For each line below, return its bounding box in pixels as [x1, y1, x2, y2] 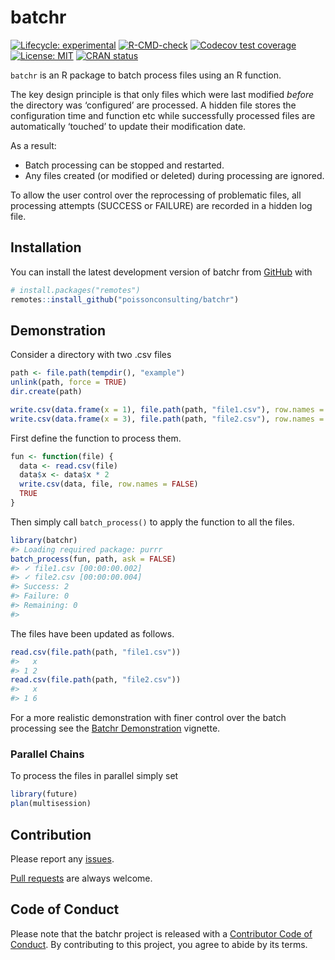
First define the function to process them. [10, 432, 182, 444]
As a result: [10, 139, 57, 151]
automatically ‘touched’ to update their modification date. [10, 120, 247, 132]
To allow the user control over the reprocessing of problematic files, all [10, 189, 302, 201]
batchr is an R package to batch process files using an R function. [10, 69, 282, 81]
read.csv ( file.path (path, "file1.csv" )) [10, 647, 182, 657]
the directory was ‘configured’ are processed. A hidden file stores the [10, 99, 297, 111]
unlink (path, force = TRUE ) [10, 377, 128, 388]
